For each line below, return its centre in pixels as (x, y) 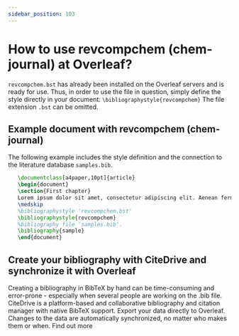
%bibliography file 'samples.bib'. (70, 224)
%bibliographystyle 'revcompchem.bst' (75, 211)
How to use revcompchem (87, 49)
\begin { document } (43, 185)
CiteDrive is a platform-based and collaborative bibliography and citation (114, 303)
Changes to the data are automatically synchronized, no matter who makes (118, 318)
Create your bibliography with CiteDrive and (107, 259)
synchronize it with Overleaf (72, 271)
